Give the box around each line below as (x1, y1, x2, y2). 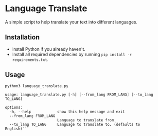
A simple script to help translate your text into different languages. (5, 19, 138, 25)
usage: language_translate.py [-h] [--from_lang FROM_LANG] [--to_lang (5, 92, 153, 97)
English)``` (5, 126, 29, 132)
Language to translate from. (57, 118, 117, 123)
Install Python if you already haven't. (12, 46, 86, 52)
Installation (5, 33, 40, 41)
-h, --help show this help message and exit (9, 109, 125, 115)
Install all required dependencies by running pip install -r (12, 51, 132, 57)
